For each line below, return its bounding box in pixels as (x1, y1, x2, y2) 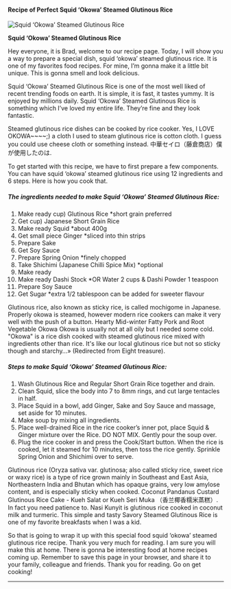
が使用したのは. (8, 149, 52, 157)
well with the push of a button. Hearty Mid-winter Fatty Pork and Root (8, 318, 204, 326)
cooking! (8, 568, 33, 576)
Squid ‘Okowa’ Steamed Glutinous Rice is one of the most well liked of (8, 82, 206, 90)
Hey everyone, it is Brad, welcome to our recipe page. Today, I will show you (8, 47, 223, 55)
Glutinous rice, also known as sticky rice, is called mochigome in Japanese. (8, 303, 221, 312)
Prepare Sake (17, 239, 57, 247)
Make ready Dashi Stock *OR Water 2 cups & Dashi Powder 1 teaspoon (17, 275, 219, 284)
